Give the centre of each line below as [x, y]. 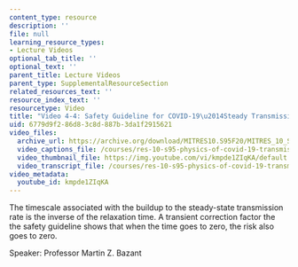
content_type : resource [53, 17]
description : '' [39, 26]
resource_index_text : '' [55, 100]
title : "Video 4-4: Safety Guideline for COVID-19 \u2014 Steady [129, 116]
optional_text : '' [43, 67]
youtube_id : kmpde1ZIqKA [63, 183]
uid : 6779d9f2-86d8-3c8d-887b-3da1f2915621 [91, 125]
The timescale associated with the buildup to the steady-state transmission [146, 208]
